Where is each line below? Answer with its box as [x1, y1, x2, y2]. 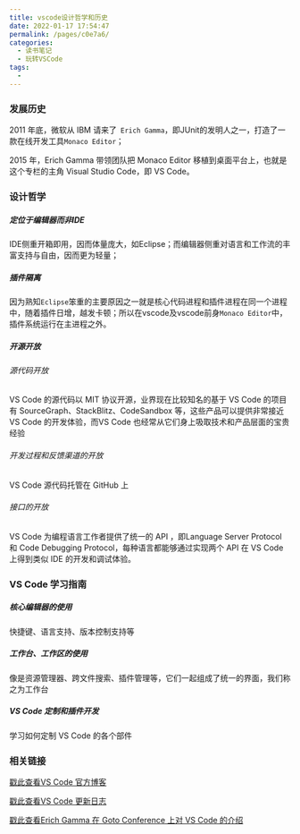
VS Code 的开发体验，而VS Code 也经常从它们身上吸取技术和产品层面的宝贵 [9, 417, 290, 428]
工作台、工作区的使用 [9, 648, 87, 659]
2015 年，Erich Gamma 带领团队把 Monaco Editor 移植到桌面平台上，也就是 [9, 155, 287, 166]
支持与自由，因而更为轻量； [16, 250, 119, 260]
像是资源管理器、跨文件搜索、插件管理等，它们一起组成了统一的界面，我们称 [9, 672, 291, 683]
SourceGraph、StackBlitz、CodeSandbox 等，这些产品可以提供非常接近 [19, 405, 284, 416]
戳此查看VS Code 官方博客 [9, 777, 107, 787]
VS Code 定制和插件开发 [9, 706, 100, 717]
